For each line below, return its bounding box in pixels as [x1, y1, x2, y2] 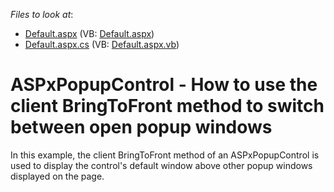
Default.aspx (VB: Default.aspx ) [24, 28, 155, 39]
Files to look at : [10, 9, 74, 20]
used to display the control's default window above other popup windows [10, 159, 313, 171]
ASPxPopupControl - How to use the [10, 74, 318, 96]
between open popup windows [10, 116, 273, 139]
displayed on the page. [10, 170, 105, 182]
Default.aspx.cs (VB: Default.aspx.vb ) [24, 39, 180, 50]
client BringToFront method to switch [10, 95, 325, 118]
